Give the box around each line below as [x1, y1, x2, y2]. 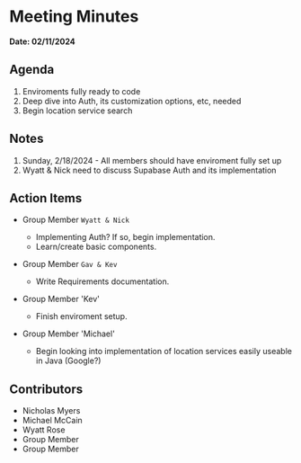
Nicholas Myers [22, 405, 81, 416]
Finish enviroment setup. [35, 311, 128, 322]
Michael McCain [22, 415, 83, 426]
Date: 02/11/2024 [9, 36, 76, 47]
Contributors [9, 381, 84, 396]
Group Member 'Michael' [22, 328, 115, 339]
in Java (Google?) [35, 355, 102, 366]
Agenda [9, 62, 55, 77]
